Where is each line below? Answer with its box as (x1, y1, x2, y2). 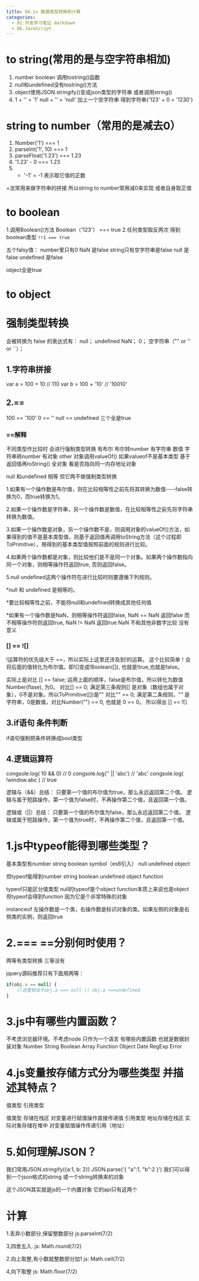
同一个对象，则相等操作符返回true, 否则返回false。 (6, 561, 130, 568)
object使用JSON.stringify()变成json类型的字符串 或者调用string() (14, 89, 172, 96)
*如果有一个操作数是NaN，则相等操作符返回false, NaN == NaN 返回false (6, 612, 183, 619)
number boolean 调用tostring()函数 (14, 74, 100, 81)
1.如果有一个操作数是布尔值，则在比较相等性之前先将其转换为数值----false (6, 485, 188, 493)
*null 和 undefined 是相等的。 (6, 586, 78, 593)
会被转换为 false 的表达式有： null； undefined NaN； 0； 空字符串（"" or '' (6, 338, 191, 345)
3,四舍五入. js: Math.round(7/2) (6, 1243, 82, 1250)
